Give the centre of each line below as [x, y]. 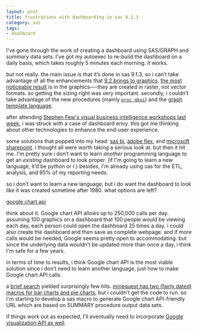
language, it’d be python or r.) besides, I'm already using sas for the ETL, [95, 167]
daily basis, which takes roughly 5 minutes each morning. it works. [87, 63]
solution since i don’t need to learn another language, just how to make [92, 269]
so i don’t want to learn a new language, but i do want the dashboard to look [99, 184]
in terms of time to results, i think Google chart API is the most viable [90, 262]
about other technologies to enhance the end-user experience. [83, 130]
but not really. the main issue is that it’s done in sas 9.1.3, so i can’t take [92, 74]
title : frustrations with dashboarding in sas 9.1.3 [72, 17]
